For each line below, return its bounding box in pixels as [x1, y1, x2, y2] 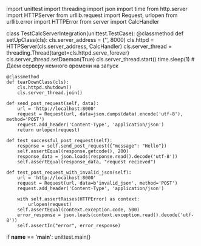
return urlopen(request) [17, 127, 80, 133]
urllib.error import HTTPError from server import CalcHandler [6, 18, 160, 25]
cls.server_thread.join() [17, 90, 83, 96]
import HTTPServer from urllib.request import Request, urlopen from [6, 12, 178, 19]
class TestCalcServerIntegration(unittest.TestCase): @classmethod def [6, 30, 184, 37]
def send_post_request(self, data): [6, 100, 99, 106]
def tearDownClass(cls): [6, 79, 69, 85]
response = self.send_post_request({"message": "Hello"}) [17, 143, 167, 149]
